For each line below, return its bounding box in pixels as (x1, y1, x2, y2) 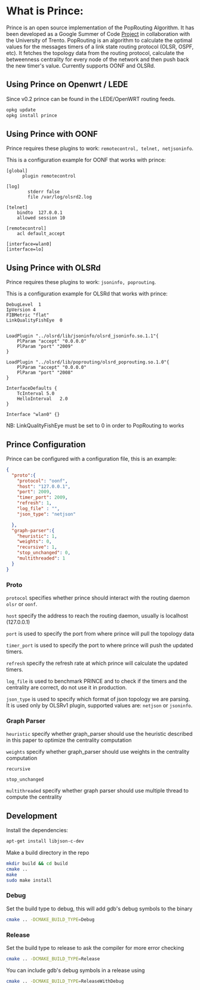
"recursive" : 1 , (17, 544, 58, 551)
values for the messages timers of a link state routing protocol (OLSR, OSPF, (6, 43, 194, 50)
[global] (6, 168, 28, 174)
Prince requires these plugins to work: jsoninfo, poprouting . (6, 279, 156, 286)
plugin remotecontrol (21, 173, 76, 179)
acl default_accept (17, 231, 66, 237)
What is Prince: (6, 4, 84, 18)
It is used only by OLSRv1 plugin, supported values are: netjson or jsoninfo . (6, 701, 193, 709)
